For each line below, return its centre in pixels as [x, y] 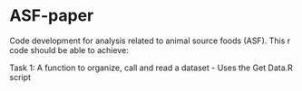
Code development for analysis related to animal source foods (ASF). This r [150, 41]
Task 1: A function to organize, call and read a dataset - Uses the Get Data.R [151, 68]
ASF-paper [52, 16]
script [20, 77]
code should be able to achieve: [69, 50]
